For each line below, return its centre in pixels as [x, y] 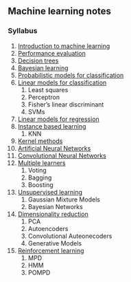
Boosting [40, 184]
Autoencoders [48, 228]
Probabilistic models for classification [71, 75]
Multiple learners [41, 163]
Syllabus [23, 31]
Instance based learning [52, 126]
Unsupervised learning [50, 192]
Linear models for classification [62, 83]
